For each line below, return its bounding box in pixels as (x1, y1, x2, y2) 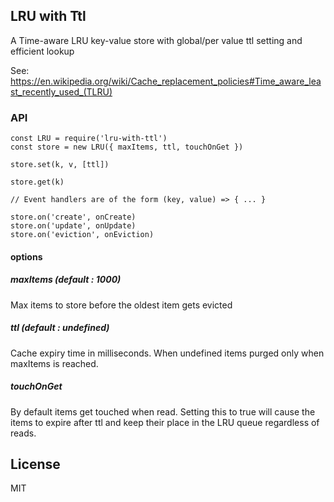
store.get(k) (10, 177, 65, 188)
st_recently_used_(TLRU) (10, 85, 113, 98)
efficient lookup (10, 45, 75, 57)
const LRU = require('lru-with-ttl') (10, 134, 168, 144)
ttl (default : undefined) (10, 322, 110, 334)
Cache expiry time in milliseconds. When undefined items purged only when (10, 347, 325, 359)
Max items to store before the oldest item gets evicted (10, 299, 233, 311)
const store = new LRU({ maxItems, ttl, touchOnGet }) (10, 142, 244, 153)
